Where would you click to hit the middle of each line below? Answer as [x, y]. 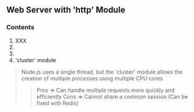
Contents [20, 27]
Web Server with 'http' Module [66, 10]
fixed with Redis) [58, 103]
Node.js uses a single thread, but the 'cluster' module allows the [102, 72]
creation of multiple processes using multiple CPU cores [92, 78]
